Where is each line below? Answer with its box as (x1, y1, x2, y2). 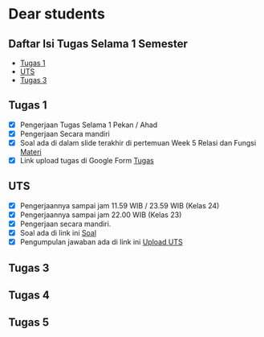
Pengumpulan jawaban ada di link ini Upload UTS (19, 237, 183, 247)
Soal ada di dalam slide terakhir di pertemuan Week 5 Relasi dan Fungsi (19, 138, 257, 147)
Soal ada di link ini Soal (19, 228, 97, 238)
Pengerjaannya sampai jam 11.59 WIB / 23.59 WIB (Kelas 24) (19, 200, 220, 210)
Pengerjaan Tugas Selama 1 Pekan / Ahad (19, 120, 158, 129)
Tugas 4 (8, 288, 50, 302)
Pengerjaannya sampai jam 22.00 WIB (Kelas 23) (19, 210, 182, 220)
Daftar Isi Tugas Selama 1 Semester (8, 37, 189, 51)
